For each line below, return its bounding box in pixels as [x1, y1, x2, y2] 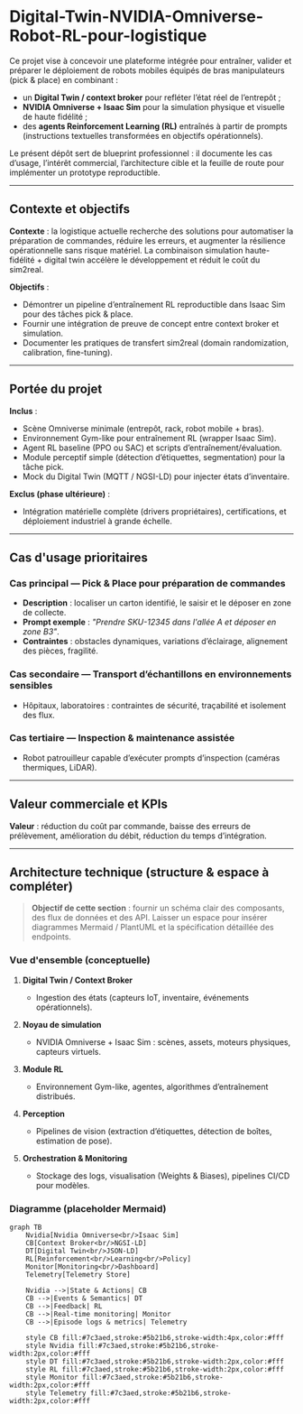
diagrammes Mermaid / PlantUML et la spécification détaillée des [31, 922, 274, 933]
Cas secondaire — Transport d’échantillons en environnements [9, 668, 292, 680]
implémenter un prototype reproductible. [9, 167, 161, 178]
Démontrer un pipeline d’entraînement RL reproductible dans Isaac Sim [22, 299, 286, 310]
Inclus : [9, 405, 38, 416]
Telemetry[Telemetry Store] [25, 1271, 131, 1280]
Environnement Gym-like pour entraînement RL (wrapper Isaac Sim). [22, 432, 277, 443]
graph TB [9, 1223, 42, 1233]
